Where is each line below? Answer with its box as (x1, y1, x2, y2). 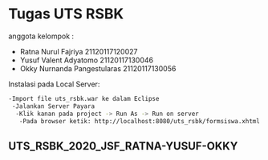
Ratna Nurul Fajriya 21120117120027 (19, 46, 138, 56)
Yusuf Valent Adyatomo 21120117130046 (19, 55, 154, 65)
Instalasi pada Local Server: (8, 79, 100, 89)
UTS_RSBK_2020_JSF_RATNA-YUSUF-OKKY (8, 139, 238, 153)
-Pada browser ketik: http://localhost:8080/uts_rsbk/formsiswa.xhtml (18, 117, 261, 125)
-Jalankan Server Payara (11, 102, 95, 110)
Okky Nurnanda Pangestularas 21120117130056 (19, 63, 177, 73)
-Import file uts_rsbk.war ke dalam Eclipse (8, 94, 160, 102)
